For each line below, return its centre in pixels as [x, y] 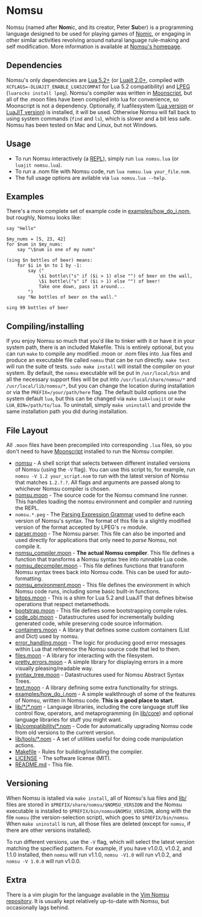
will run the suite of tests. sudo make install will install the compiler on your [100, 366]
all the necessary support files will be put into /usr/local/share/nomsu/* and [101, 379]
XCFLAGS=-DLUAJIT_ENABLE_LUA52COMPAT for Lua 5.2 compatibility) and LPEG [98, 86]
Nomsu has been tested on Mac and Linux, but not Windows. [82, 125]
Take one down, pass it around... [82, 287]
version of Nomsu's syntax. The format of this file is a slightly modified [103, 521]
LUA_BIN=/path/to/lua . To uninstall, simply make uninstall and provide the [99, 405]
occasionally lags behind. [38, 907]
